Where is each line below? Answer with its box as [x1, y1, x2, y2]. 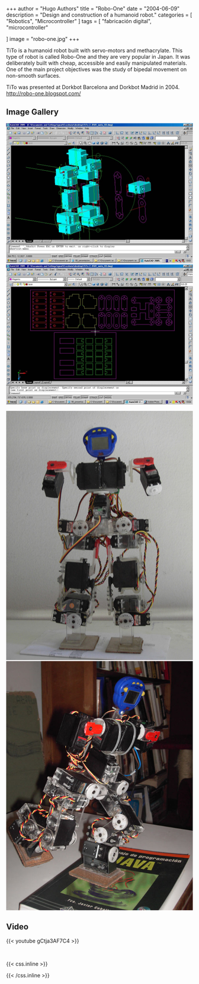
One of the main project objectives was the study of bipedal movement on [6, 66, 187, 73]
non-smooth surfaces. [6, 72, 61, 79]
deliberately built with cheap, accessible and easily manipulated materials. [6, 59, 188, 66]
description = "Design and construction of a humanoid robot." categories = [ [6, 11, 192, 18]
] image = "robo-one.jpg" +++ [6, 36, 80, 42]
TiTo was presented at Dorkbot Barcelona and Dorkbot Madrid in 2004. [6, 84, 180, 91]
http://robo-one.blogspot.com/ [6, 90, 81, 97]
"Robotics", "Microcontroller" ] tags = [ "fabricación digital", [6, 18, 152, 24]
